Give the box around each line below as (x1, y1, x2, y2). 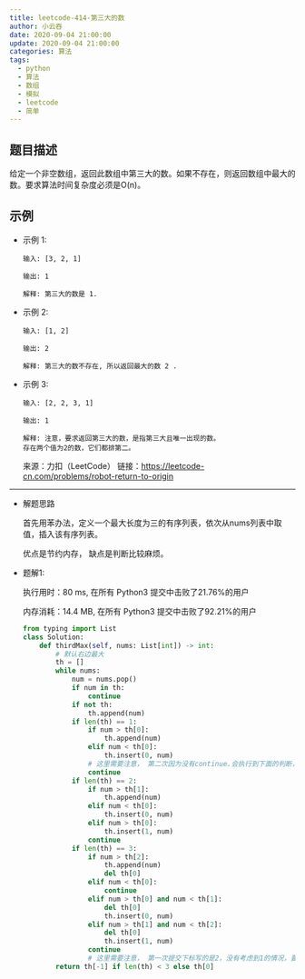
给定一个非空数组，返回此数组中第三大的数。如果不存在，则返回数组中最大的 (9, 168, 296, 179)
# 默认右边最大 (55, 649, 104, 659)
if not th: (71, 700, 113, 709)
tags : (9, 55, 30, 65)
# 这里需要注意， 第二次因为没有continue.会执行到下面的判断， (87, 759, 300, 768)
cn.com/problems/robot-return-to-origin (22, 470, 174, 482)
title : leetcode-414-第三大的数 (9, 13, 125, 23)
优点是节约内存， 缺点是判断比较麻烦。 (22, 547, 169, 559)
